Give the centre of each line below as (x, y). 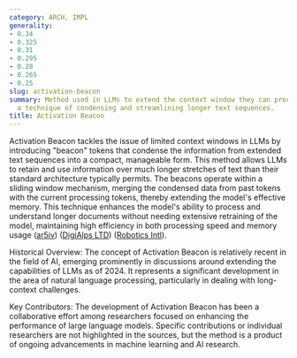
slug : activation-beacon (55, 91)
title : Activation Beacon (57, 116)
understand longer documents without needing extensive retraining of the (144, 217)
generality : (31, 26)
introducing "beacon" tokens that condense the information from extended (145, 150)
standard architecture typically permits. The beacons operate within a (136, 179)
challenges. (60, 290)
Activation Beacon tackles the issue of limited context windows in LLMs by (145, 141)
